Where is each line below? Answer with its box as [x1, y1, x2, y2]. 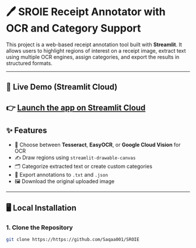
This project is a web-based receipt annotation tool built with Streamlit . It [6, 41, 183, 48]
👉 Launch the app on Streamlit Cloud [6, 102, 146, 112]
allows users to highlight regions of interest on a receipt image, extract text [6, 47, 186, 54]
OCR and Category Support [6, 22, 141, 35]
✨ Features [6, 126, 47, 136]
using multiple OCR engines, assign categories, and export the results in [6, 53, 180, 60]
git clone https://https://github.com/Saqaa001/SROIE [6, 237, 140, 243]
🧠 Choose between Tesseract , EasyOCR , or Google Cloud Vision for [14, 141, 181, 148]
